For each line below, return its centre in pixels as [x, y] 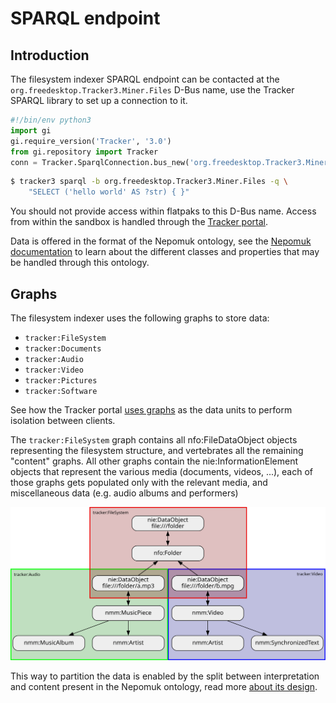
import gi [31, 130]
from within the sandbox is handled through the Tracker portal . [139, 222]
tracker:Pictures [61, 380]
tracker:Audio [54, 359]
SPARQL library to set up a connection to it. [99, 100]
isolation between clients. [63, 420]
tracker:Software [61, 391]
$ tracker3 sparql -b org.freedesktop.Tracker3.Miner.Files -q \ [149, 182]
